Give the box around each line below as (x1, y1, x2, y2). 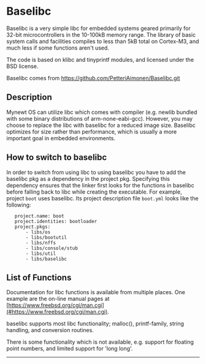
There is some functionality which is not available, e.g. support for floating (6, 338, 194, 346)
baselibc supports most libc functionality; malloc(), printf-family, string (6, 320, 184, 327)
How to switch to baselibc (6, 152, 107, 163)
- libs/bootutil (25, 234, 67, 240)
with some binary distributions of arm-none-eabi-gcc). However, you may (6, 115, 193, 122)
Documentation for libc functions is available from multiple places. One (6, 289, 186, 296)
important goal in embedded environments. (6, 134, 116, 142)
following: (6, 201, 31, 208)
